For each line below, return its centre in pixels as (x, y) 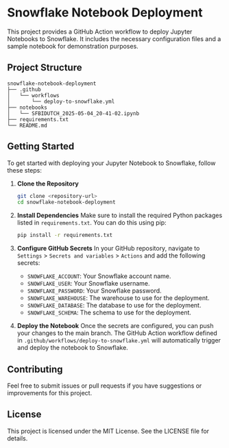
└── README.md (27, 125)
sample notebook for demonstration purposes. (73, 46)
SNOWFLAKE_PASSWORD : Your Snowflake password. (95, 291)
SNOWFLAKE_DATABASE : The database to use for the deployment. (114, 306)
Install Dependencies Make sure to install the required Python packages (120, 215)
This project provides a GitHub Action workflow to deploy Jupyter (100, 32)
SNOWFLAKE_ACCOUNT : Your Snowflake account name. (99, 276)
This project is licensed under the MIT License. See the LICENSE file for (108, 431)
